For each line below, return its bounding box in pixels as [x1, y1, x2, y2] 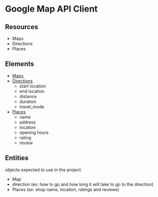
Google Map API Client [5, 3, 98, 15]
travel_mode [19, 103, 45, 110]
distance [19, 93, 37, 99]
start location [19, 83, 46, 89]
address [19, 119, 36, 125]
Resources [5, 23, 38, 31]
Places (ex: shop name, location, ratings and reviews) [12, 186, 120, 192]
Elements [5, 60, 35, 68]
